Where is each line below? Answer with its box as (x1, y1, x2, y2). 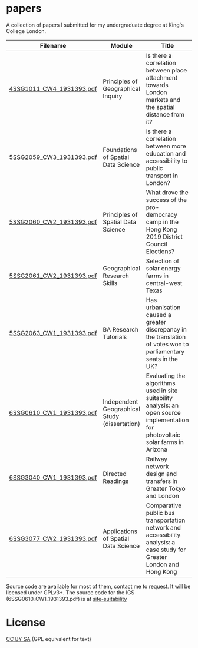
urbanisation (146, 303, 181, 311)
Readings (103, 477, 129, 485)
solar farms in (146, 438, 184, 446)
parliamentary (146, 347, 185, 355)
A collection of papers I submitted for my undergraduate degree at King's (6, 21, 184, 28)
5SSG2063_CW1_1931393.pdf (9, 329, 97, 337)
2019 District (146, 232, 183, 240)
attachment (146, 73, 178, 81)
